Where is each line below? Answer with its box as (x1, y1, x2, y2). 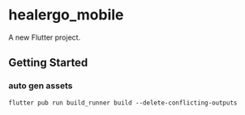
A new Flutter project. (8, 32, 81, 42)
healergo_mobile (8, 6, 124, 24)
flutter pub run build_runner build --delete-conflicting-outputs (8, 99, 238, 107)
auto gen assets (8, 80, 73, 92)
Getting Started (8, 56, 88, 70)
